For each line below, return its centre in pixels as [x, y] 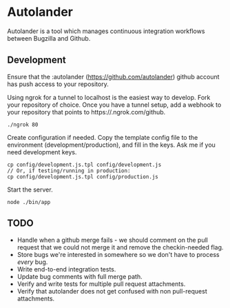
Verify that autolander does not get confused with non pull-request [112, 291]
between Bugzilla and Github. [49, 38]
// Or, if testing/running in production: [69, 171]
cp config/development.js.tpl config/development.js [84, 165]
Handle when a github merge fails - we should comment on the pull [112, 240]
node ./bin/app [29, 202]
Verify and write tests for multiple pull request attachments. [101, 284]
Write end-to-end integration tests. [66, 269]
